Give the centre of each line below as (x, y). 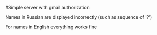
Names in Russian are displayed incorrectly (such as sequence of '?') (79, 17)
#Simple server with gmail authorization (48, 7)
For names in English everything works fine (51, 27)
